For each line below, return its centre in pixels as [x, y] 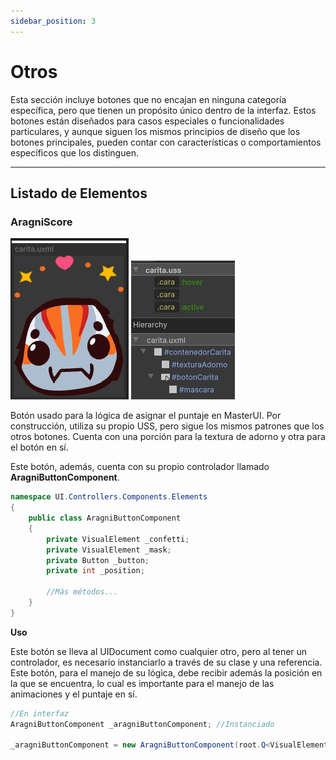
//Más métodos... [82, 592]
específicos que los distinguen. [74, 152]
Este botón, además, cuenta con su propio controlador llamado [140, 467]
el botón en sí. [39, 447]
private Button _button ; [98, 560]
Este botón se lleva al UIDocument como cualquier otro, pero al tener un [159, 651]
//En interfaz [40, 713]
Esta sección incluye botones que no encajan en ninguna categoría [148, 99]
